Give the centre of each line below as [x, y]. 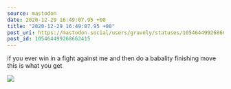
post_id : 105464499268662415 [49, 39]
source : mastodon [32, 13]
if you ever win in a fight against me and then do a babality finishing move [112, 58]
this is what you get [35, 66]
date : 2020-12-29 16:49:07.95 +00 [57, 20]
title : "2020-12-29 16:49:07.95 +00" [61, 26]
